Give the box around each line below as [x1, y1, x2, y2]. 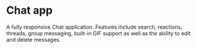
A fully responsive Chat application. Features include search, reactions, [6, 23, 183, 30]
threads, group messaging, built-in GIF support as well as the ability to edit [6, 29, 191, 36]
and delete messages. [6, 36, 61, 43]
